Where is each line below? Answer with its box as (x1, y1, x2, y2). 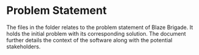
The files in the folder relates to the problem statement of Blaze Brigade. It (6, 24, 193, 31)
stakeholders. (6, 43, 41, 50)
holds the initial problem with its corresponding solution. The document (6, 30, 186, 37)
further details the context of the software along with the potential (6, 36, 173, 44)
